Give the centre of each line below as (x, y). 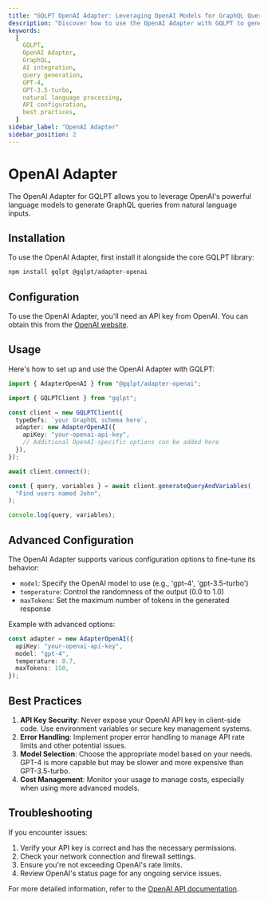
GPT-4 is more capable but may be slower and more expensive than (132, 762)
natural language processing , (73, 97)
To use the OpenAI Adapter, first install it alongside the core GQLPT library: (131, 257)
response (35, 609)
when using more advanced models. (79, 788)
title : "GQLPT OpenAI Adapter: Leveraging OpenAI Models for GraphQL (126, 16)
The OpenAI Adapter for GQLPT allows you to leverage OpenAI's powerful (130, 196)
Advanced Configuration (71, 540)
